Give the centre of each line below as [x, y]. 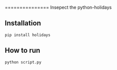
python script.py [23, 62]
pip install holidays [28, 35]
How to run [23, 50]
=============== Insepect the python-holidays [58, 7]
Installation [23, 23]
